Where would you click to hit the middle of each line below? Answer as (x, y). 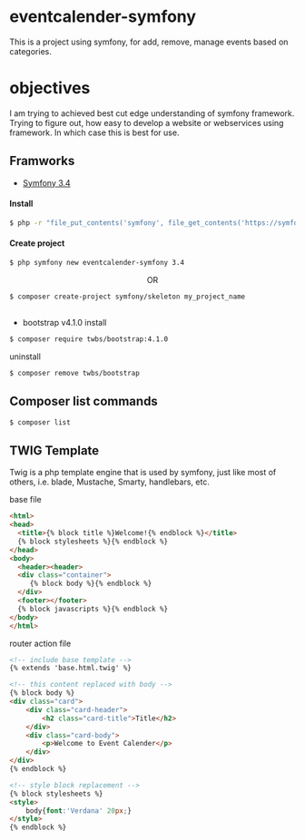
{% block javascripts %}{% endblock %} (93, 609)
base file (26, 500)
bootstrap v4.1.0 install (64, 323)
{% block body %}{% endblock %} (91, 584)
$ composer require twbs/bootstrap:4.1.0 (89, 339)
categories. (30, 51)
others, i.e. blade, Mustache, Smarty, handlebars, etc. (110, 482)
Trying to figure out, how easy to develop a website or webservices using (147, 122)
